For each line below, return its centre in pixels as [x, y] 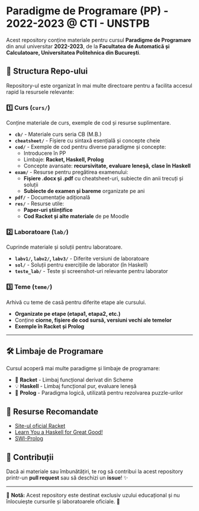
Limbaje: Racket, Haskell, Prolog [64, 160]
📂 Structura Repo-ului [47, 72]
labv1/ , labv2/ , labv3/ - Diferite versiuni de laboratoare [82, 259]
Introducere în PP [45, 153]
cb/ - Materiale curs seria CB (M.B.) [58, 134]
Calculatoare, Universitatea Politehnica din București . [73, 52]
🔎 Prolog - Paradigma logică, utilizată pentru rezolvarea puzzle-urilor [99, 393]
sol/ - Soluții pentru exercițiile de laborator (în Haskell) [81, 265]
